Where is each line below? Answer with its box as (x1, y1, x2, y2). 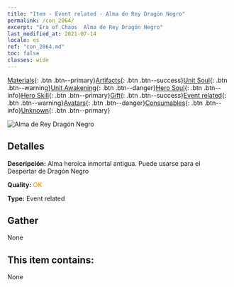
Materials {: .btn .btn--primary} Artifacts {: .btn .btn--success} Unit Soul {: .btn (7, 76, 228, 84)
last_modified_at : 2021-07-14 (7, 30, 97, 38)
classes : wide (7, 57, 50, 64)
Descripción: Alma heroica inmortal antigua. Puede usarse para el (7, 159, 201, 167)
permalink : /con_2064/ (7, 17, 74, 24)
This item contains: (7, 254, 94, 266)
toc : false (7, 50, 40, 57)
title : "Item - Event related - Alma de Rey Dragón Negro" (7, 10, 186, 18)
